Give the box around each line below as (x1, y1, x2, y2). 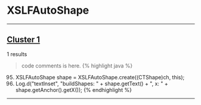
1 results (7, 50, 27, 57)
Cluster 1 (7, 35, 41, 45)
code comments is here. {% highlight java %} (21, 62, 133, 69)
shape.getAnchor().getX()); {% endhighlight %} (15, 86, 132, 93)
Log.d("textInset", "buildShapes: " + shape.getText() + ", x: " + (15, 80, 169, 87)
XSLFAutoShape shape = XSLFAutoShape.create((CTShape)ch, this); (15, 73, 185, 81)
